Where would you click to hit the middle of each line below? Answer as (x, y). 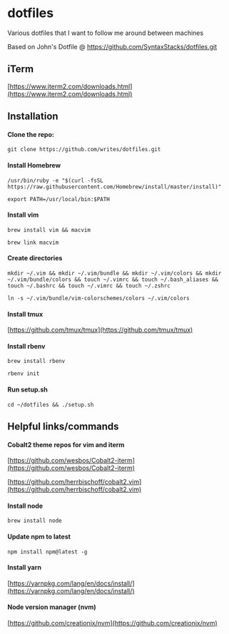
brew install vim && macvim (49, 230)
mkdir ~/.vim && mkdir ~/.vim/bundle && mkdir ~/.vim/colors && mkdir (114, 273)
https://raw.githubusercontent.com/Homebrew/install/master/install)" (114, 187)
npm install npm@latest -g (47, 552)
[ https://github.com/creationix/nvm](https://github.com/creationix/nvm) (112, 623)
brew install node (35, 521)
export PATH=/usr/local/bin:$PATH (59, 199)
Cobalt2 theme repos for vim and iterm (66, 444)
